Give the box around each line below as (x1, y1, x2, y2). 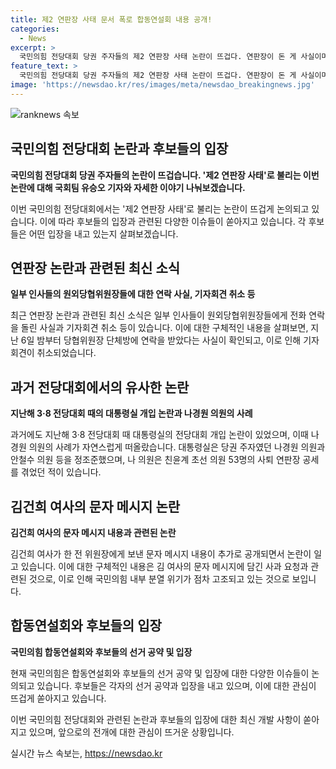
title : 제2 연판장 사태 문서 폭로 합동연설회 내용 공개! (10, 14, 213, 25)
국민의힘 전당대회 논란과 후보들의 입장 (10, 141, 229, 158)
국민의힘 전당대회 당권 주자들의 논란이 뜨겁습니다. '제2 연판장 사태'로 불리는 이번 (10, 169, 320, 181)
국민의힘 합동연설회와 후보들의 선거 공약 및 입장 (10, 646, 193, 658)
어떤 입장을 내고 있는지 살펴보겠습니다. (28, 227, 179, 240)
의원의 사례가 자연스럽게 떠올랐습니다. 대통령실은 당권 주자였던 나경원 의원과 (28, 441, 326, 453)
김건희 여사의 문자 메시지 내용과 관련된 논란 (10, 527, 177, 538)
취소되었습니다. (36, 347, 97, 359)
